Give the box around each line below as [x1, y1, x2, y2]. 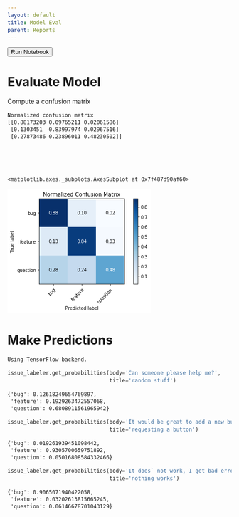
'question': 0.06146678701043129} [10, 503, 113, 510]
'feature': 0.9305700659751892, [10, 446, 107, 454]
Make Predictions [7, 332, 113, 348]
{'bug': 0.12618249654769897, [7, 391, 97, 398]
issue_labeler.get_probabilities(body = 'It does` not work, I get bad [7, 467, 218, 474]
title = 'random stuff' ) [109, 377, 176, 385]
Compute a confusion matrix [7, 97, 91, 106]
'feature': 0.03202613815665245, [10, 496, 110, 503]
